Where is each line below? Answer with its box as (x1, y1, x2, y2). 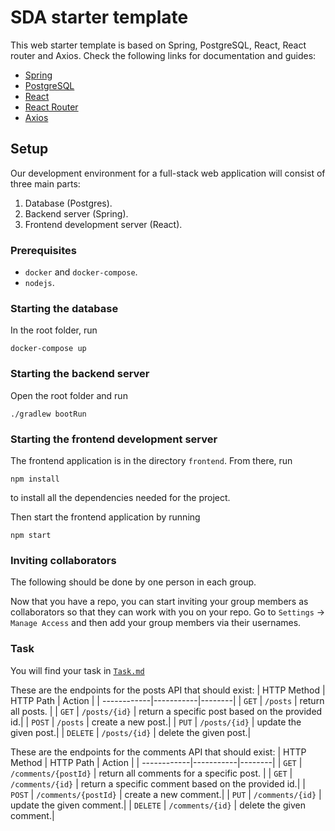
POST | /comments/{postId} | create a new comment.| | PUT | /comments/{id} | (10, 788, 322, 800)
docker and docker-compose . (24, 266, 138, 278)
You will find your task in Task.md (10, 664, 145, 676)
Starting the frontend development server (10, 432, 218, 446)
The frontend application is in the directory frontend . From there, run (10, 454, 293, 466)
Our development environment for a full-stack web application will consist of (10, 167, 326, 179)
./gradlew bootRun (10, 409, 87, 419)
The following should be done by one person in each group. (10, 576, 257, 588)
